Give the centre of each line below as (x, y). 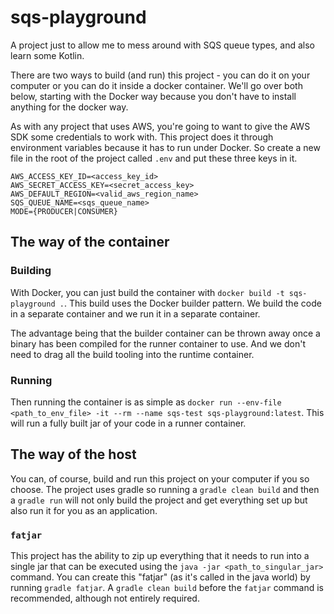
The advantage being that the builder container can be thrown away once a (165, 333)
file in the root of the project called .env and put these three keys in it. (154, 158)
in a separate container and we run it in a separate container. (135, 313)
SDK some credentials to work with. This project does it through (142, 137)
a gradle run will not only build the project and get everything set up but (159, 500)
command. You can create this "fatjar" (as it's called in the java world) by (160, 577)
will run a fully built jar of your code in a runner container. (128, 423)
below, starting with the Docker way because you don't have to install (153, 96)
